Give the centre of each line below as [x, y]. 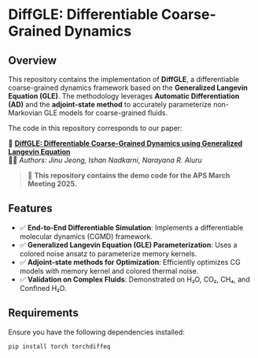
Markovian [25, 113]
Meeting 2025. [52, 184]
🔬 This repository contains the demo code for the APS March [129, 175]
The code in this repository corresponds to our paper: [95, 128]
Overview [33, 60]
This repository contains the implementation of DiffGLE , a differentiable [124, 79]
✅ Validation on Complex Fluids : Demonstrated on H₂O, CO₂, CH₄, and [135, 279]
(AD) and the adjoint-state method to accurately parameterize [110, 104]
